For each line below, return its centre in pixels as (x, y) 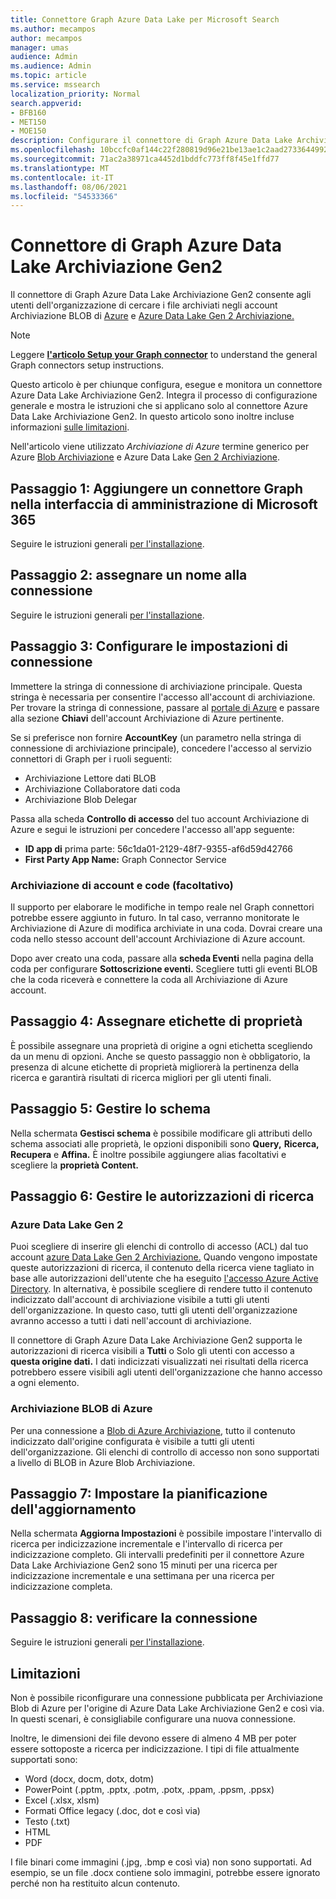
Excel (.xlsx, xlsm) (62, 1800)
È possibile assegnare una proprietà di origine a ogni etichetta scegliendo (161, 1045)
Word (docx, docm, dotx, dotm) (89, 1778)
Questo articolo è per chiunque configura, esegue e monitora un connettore (166, 385)
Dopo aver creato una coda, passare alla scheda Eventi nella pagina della (162, 958)
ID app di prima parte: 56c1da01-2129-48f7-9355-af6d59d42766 (159, 848)
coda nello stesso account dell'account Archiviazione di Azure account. (158, 938)
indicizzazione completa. (61, 1587)
